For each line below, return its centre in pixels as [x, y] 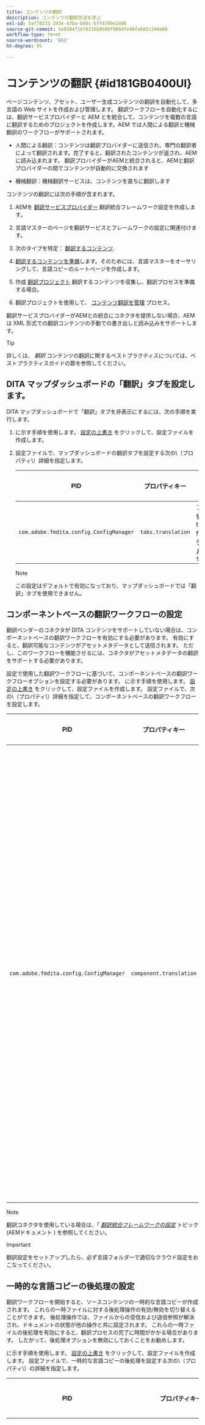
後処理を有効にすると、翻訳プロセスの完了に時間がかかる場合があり [108, 1333]
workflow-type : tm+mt [34, 35]
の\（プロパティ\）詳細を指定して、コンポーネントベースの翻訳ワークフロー [101, 696]
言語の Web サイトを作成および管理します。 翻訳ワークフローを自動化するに [102, 109]
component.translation [164, 974]
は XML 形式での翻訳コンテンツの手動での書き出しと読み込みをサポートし [99, 323]
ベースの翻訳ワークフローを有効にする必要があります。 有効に [111, 638]
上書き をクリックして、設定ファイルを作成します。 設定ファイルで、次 [106, 689]
